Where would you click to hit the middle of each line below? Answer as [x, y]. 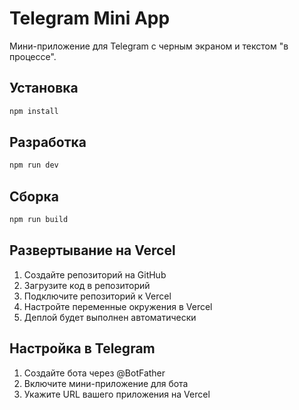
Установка [44, 88]
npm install [34, 111]
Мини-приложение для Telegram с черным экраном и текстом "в [149, 46]
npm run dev [34, 165]
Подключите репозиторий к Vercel [97, 296]
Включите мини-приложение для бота [106, 383]
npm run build [39, 220]
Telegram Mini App [90, 18]
